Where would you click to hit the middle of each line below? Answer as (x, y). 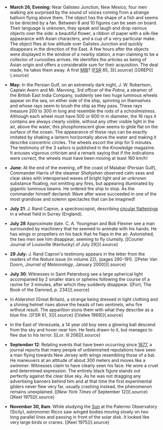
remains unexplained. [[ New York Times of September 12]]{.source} (79, 392)
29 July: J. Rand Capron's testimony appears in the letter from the (77, 254)
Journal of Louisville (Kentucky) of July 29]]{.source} (64, 244)
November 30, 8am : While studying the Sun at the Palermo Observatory (83, 407)
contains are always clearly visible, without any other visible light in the (82, 121)
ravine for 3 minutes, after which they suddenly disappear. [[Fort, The (81, 285)
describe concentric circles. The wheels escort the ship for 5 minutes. (81, 142)
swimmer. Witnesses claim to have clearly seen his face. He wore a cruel (84, 365)
